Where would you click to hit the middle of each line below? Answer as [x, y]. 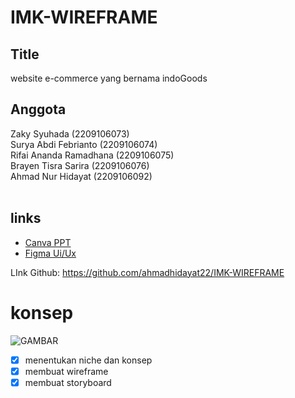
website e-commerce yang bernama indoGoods [109, 78]
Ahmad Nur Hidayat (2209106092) [81, 176]
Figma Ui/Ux [50, 253]
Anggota [38, 109]
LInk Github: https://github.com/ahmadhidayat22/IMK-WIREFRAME [147, 272]
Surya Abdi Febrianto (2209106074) [84, 144]
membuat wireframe [66, 371]
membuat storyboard [68, 382]
